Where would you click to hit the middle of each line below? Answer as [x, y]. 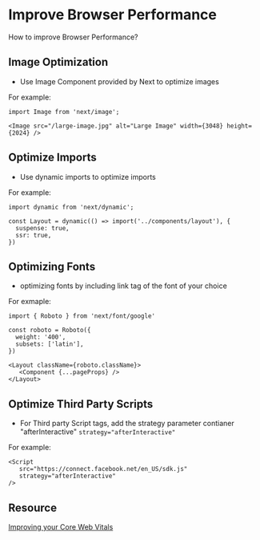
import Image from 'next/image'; [64, 112]
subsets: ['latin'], [50, 344]
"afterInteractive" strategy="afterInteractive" [98, 432]
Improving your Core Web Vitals [61, 527]
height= [239, 126]
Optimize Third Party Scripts [81, 404]
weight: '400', [41, 337]
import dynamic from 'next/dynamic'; [71, 207]
